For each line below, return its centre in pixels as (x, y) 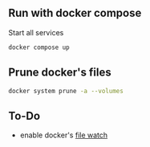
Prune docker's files (60, 73)
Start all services (36, 32)
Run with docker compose (75, 13)
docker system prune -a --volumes (66, 91)
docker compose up (39, 47)
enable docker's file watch (64, 135)
